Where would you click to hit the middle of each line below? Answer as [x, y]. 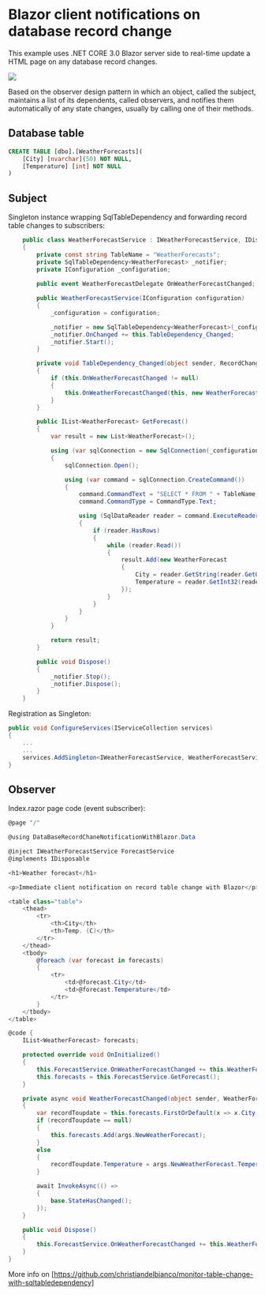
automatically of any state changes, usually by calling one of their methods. [131, 108]
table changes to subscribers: [56, 226]
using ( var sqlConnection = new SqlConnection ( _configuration [155, 451]
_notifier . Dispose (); [86, 684]
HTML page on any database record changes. [83, 62]
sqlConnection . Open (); [102, 465]
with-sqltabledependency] [51, 1282]
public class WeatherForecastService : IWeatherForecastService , [132, 240]
